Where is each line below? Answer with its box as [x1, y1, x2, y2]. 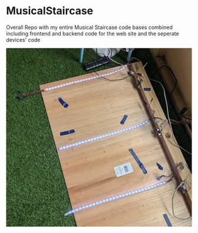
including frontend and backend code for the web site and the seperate [6, 30, 180, 37]
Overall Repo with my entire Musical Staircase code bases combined [6, 24, 173, 31]
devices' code [6, 36, 41, 43]
